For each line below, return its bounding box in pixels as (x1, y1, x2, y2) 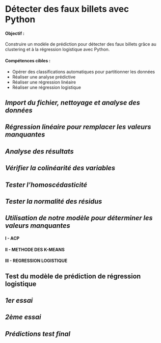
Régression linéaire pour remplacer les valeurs (5, 123, 151, 131)
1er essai (5, 296, 33, 305)
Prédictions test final (5, 330, 71, 338)
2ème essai (5, 313, 41, 321)
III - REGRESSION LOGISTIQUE (5, 258, 68, 264)
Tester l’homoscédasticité (5, 181, 87, 189)
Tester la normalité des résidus (5, 197, 102, 206)
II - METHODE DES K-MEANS (5, 246, 65, 252)
